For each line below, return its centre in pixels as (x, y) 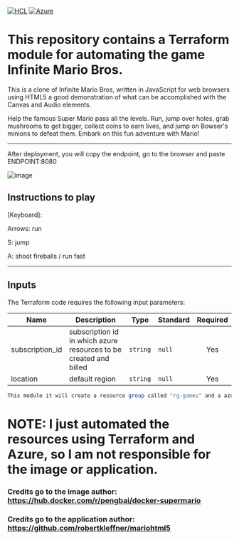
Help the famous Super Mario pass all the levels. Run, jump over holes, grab (118, 118)
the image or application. (83, 469)
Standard (174, 320)
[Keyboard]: (25, 215)
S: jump (18, 242)
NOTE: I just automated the (88, 424)
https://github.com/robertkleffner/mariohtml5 (89, 528)
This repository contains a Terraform (118, 40)
